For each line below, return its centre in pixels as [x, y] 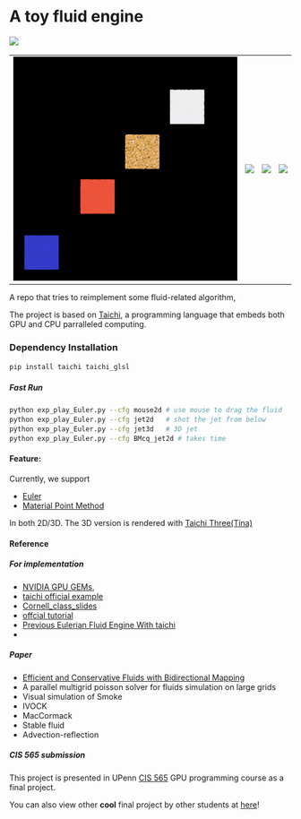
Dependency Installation [64, 348]
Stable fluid [43, 725]
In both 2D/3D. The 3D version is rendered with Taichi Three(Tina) [131, 523]
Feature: [26, 459]
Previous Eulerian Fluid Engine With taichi [99, 625]
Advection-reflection [60, 734]
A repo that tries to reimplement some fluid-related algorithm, [122, 297]
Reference [29, 543]
